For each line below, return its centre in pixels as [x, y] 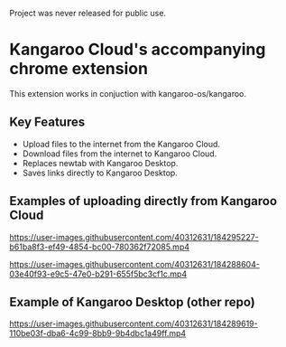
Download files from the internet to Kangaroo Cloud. [120, 154]
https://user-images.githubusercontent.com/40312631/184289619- [134, 324]
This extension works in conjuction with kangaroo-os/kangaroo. [128, 93]
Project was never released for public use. [88, 13]
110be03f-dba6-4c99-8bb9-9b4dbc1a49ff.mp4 [98, 333]
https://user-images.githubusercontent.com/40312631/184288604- [134, 264]
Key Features [47, 122]
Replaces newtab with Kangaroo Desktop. [100, 163]
